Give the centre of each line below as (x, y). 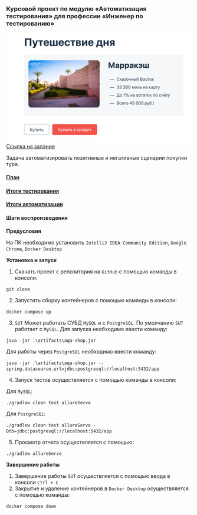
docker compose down (32, 506)
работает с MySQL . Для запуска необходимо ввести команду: (91, 329)
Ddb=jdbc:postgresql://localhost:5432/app (59, 431)
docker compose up (29, 312)
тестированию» (30, 24)
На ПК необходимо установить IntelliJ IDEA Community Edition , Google (96, 242)
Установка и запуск (32, 260)
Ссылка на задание (30, 146)
